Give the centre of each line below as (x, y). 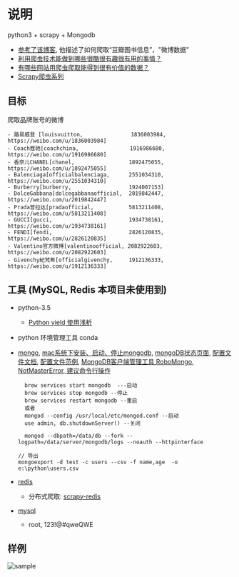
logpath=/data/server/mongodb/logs (71, 442)
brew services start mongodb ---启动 (81, 385)
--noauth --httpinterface (165, 442)
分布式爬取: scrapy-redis (65, 496)
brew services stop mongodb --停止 (76, 393)
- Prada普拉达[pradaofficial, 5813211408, (86, 207)
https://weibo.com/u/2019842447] (57, 200)
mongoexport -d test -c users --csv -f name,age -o (98, 462)
